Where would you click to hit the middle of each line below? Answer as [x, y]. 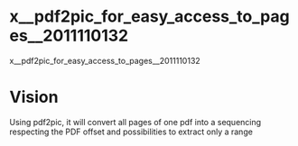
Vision [34, 97]
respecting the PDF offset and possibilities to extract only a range [131, 132]
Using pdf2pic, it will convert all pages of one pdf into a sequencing [135, 122]
